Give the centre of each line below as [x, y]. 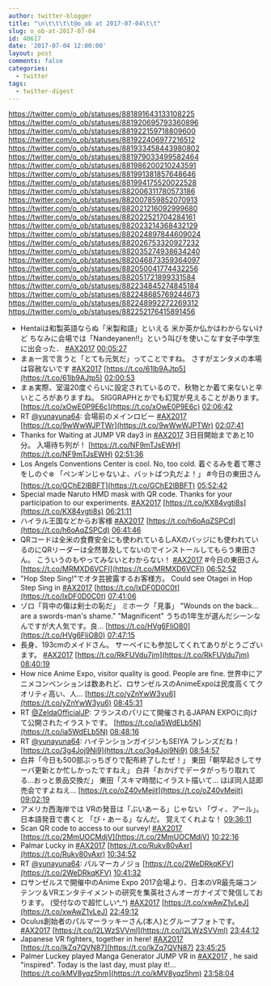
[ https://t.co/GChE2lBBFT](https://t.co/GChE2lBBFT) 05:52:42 [124, 485]
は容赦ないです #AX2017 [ [63, 369]
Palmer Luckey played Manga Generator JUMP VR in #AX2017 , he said [139, 956]
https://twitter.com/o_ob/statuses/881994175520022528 [103, 183]
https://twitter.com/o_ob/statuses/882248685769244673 [104, 294]
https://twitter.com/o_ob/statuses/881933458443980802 [104, 148]
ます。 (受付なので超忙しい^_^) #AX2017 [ [96, 903]
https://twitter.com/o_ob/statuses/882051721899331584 [102, 277]
